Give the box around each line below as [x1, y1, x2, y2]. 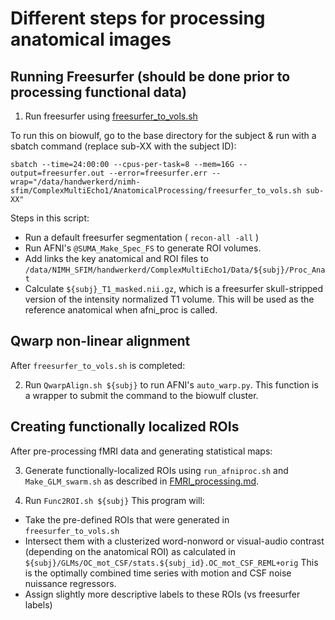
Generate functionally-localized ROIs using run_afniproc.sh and [24, 464, 289, 476]
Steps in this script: [10, 212, 90, 224]
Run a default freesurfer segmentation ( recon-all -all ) [24, 232, 260, 243]
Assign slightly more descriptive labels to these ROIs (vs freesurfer [24, 588, 301, 600]
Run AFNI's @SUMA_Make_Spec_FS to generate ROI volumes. [24, 242, 262, 254]
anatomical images [10, 28, 172, 51]
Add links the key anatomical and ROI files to [24, 253, 209, 264]
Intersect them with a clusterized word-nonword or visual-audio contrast [24, 535, 325, 547]
